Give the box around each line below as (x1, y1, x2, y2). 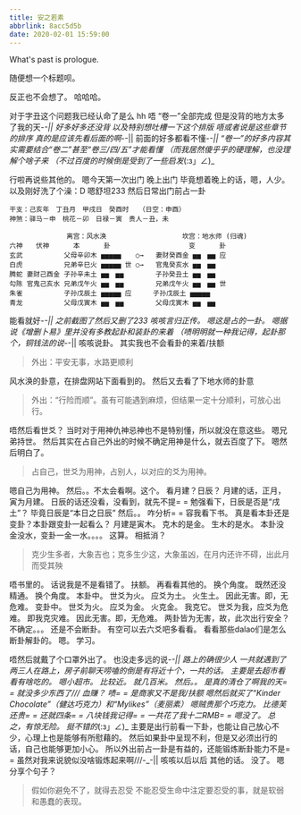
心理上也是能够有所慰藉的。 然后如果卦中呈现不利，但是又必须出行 (24, 733, 270, 743)
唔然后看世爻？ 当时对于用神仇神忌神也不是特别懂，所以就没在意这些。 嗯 (9, 425, 280, 436)
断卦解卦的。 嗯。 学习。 (9, 635, 100, 646)
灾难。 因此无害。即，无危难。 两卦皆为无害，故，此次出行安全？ (50, 613, 290, 624)
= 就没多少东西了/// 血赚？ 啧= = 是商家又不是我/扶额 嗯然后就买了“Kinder (9, 688, 281, 699)
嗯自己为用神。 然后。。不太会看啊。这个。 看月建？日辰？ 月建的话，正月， (9, 485, 286, 497)
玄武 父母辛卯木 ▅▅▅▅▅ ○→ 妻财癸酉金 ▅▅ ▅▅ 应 (9, 251, 227, 260)
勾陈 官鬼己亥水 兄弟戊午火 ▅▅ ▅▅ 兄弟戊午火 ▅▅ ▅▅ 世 (9, 279, 227, 289)
